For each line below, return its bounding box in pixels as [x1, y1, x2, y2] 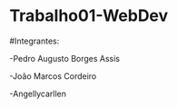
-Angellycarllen [9, 88, 66, 99]
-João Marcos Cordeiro [9, 70, 97, 82]
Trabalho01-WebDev [9, 5, 169, 26]
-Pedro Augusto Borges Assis [9, 53, 121, 64]
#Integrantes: [9, 35, 60, 46]
